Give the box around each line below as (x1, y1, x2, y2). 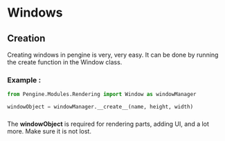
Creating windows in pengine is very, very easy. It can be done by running (7, 50, 219, 59)
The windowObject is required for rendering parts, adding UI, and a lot (7, 120, 210, 128)
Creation (7, 32, 46, 44)
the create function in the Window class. (7, 58, 123, 66)
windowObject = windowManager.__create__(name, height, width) (7, 104, 194, 111)
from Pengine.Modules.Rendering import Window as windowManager (7, 91, 197, 98)
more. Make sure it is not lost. (7, 126, 92, 135)
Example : (7, 75, 42, 84)
